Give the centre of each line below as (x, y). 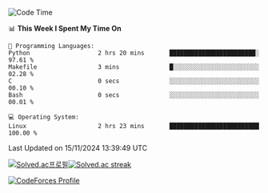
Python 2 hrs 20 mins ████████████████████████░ (134, 53)
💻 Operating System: (44, 117)
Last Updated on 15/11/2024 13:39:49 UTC (78, 148)
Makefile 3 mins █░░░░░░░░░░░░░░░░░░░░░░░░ (134, 67)
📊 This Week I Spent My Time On (65, 28)
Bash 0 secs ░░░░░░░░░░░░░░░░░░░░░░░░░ (134, 95)
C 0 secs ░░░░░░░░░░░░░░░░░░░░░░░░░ (134, 81)
